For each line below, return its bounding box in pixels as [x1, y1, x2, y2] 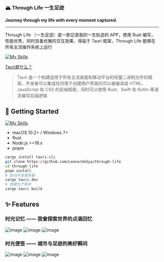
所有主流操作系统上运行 [5, 44, 52, 50]
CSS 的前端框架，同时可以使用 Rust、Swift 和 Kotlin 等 [45, 87, 155, 92]
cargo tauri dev [5, 177, 38, 182]
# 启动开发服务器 [5, 173, 35, 178]
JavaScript [17, 87, 39, 92]
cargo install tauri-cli [5, 155, 56, 160]
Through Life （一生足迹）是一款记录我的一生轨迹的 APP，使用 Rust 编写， [5, 32, 156, 38]
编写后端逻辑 [21, 93, 47, 99]
